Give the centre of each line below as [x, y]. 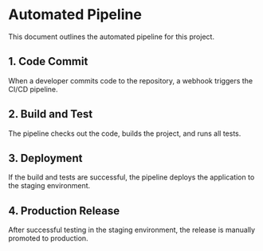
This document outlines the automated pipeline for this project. [112, 37]
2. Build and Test [51, 114]
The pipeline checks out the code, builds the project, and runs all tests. [125, 133]
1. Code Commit [48, 62]
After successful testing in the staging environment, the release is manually [132, 230]
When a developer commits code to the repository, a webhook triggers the [131, 80]
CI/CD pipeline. [33, 89]
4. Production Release [64, 211]
